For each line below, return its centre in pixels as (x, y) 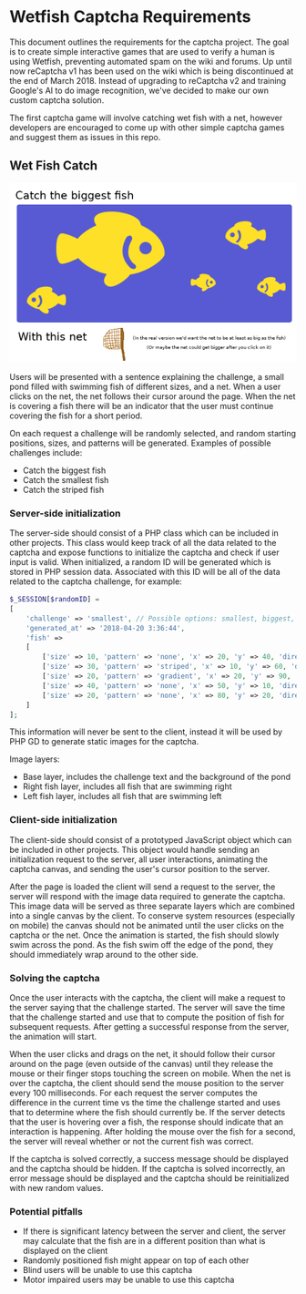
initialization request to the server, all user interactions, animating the (139, 859)
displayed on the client (65, 1251)
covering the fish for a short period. (76, 416)
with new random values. (56, 1188)
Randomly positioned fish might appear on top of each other (136, 1260)
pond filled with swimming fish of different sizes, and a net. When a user (145, 386)
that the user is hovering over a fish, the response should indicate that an (147, 1122)
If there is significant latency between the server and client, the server (154, 1231)
